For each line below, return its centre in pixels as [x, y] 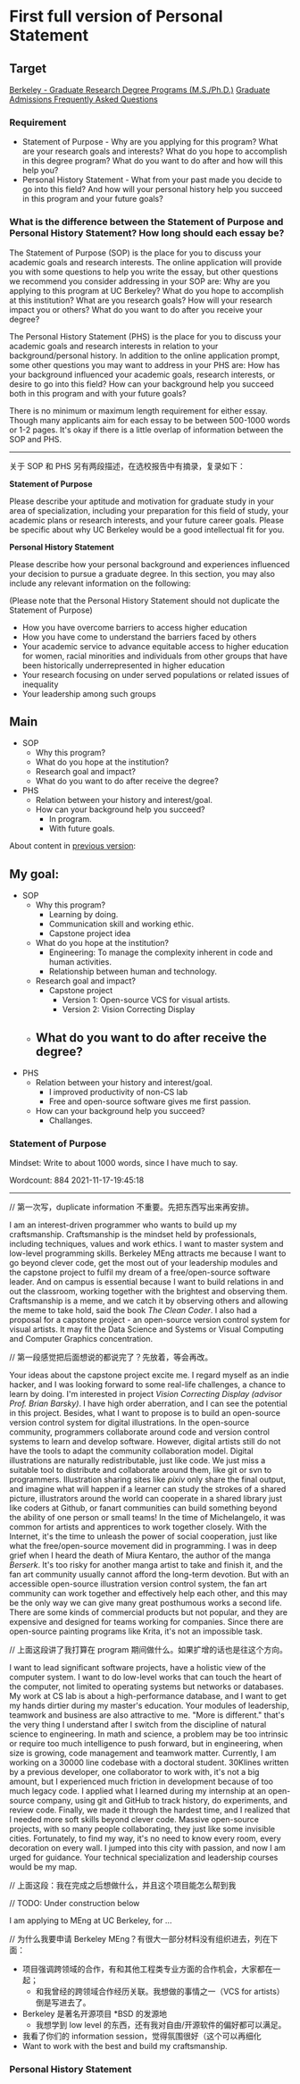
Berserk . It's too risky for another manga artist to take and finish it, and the [146, 1565]
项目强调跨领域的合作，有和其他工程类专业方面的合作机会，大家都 [143, 1969]
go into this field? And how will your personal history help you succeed [152, 189]
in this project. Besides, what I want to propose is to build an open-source [145, 1413]
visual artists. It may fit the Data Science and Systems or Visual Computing [146, 1329]
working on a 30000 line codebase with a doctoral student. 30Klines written [149, 1762]
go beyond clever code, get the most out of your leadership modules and [144, 1263]
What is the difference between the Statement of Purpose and [146, 222]
